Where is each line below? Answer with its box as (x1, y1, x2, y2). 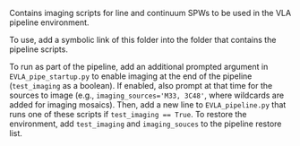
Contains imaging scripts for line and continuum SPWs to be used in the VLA (9, 8, 292, 18)
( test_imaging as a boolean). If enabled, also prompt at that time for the (9, 81, 273, 90)
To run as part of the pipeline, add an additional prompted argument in (9, 62, 269, 72)
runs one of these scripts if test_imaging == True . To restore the (9, 109, 248, 119)
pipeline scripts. (9, 44, 69, 55)
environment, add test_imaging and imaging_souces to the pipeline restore (9, 118, 282, 129)
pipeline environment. (9, 17, 90, 28)
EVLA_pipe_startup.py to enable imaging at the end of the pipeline (9, 71, 253, 82)
